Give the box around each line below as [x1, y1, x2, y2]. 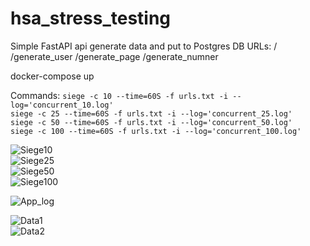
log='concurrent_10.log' [10, 100, 114, 110]
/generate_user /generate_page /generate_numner [10, 50, 219, 62]
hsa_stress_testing [10, 7, 172, 30]
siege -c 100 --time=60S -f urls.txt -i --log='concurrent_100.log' [10, 126, 302, 136]
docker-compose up [10, 70, 95, 82]
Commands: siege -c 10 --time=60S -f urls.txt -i [10, 89, 229, 101]
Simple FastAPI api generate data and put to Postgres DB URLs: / [10, 40, 278, 52]
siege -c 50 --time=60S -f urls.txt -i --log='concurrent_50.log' [10, 117, 293, 127]
